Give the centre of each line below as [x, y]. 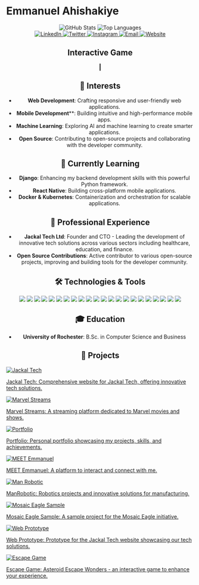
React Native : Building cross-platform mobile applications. [105, 191]
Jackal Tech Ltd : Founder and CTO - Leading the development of [105, 237]
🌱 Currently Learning [100, 164]
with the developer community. [105, 145]
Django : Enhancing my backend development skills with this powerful [104, 178]
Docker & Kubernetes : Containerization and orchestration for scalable [104, 197]
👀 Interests [100, 86]
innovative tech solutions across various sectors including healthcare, [105, 243]
